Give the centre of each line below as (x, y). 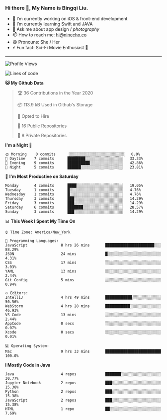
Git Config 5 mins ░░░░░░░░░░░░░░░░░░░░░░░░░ (83, 280)
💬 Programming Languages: (32, 241)
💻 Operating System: (27, 346)
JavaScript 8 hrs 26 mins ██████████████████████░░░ (83, 246)
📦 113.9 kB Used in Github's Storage (55, 105)
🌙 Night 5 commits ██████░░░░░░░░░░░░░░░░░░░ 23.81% (74, 168)
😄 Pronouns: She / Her (36, 42)
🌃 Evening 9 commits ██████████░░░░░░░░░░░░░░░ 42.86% (74, 163)
